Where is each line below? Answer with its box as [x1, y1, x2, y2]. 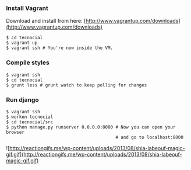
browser [6, 129, 25, 135]
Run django [6, 95, 39, 103]
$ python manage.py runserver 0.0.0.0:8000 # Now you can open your [6, 124, 176, 130]
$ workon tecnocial [6, 114, 54, 120]
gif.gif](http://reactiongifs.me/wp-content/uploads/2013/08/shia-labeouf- [6, 151, 182, 158]
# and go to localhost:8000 [115, 134, 183, 140]
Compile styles [6, 58, 49, 67]
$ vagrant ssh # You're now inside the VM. [6, 45, 114, 51]
